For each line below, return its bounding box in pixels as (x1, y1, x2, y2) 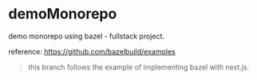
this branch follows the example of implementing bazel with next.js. (27, 62, 250, 72)
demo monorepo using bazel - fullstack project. (8, 31, 165, 41)
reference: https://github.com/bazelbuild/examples (8, 46, 176, 56)
